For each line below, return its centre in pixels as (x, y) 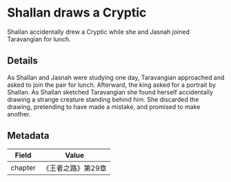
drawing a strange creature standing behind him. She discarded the (103, 99)
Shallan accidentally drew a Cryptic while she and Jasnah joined (98, 32)
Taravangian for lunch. (39, 39)
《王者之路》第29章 (74, 168)
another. (19, 114)
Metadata (28, 136)
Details (22, 61)
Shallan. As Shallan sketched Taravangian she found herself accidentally (110, 92)
